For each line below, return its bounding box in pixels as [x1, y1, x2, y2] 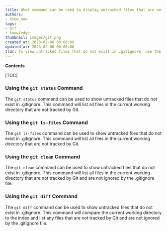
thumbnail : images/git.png [5, 35, 61, 40]
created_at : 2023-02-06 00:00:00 [5, 40, 75, 45]
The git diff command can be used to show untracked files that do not [5, 204, 153, 210]
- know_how [5, 16, 28, 21]
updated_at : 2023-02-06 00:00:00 [5, 44, 75, 49]
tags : [5, 21, 16, 26]
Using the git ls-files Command [5, 119, 88, 126]
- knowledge [5, 30, 30, 35]
